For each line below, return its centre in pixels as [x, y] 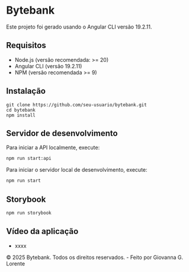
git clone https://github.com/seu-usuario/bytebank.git [76, 105]
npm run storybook [29, 213]
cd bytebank [21, 110]
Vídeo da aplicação [42, 231]
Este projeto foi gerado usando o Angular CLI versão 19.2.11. [79, 27]
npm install [21, 115]
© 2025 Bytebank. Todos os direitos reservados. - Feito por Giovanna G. [95, 257]
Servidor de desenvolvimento [62, 133]
